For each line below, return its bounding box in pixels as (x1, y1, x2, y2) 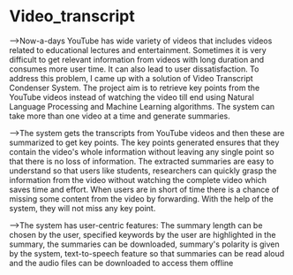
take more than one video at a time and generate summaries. (9, 111, 231, 121)
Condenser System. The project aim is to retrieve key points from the (9, 82, 260, 93)
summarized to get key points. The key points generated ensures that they (9, 137, 280, 148)
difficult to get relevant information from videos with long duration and (9, 54, 265, 65)
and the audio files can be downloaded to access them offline (9, 257, 234, 268)
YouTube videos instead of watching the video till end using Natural (9, 91, 254, 103)
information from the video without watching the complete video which (9, 174, 267, 185)
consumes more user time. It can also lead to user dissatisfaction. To (9, 64, 259, 74)
